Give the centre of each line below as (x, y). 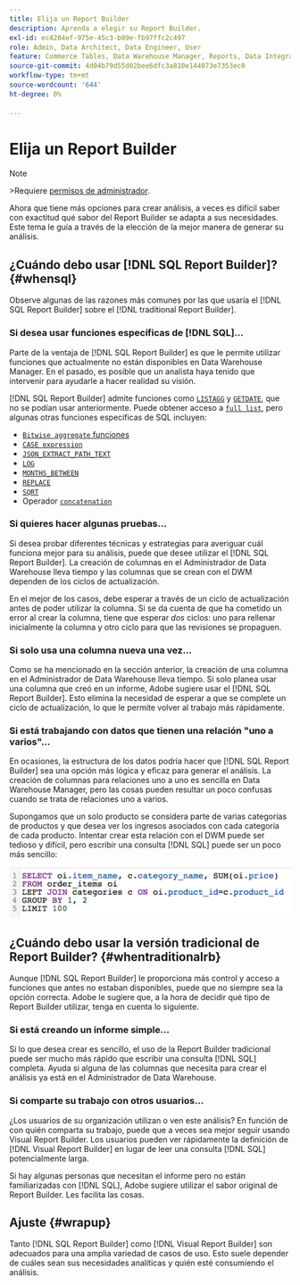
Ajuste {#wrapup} (60, 1223)
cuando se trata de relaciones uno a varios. (89, 799)
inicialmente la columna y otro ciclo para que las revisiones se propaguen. (146, 627)
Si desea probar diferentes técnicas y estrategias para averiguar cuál (136, 543)
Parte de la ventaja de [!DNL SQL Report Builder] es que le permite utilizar (145, 352)
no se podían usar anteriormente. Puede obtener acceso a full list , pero (146, 407)
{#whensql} (43, 278)
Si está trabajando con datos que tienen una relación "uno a (142, 730)
